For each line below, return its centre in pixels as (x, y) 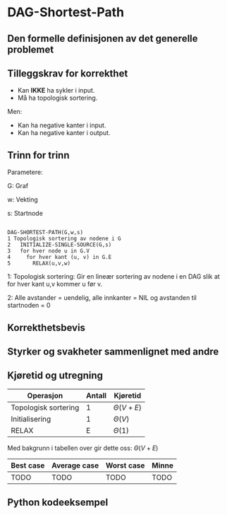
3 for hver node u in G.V (49, 251)
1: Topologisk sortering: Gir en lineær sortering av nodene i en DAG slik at (114, 277)
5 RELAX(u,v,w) (39, 264)
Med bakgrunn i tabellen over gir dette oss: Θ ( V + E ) (83, 448)
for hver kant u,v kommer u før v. (55, 284)
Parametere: (25, 172)
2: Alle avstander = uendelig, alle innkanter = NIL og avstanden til (102, 298)
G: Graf (18, 186)
